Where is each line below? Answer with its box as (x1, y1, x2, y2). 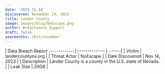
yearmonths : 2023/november (5, 35, 61, 40)
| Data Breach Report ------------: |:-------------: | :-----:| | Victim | (5, 48, 142, 54)
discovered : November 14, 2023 (5, 12, 69, 17)
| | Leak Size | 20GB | (5, 63, 48, 69)
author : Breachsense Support (5, 25, 65, 30)
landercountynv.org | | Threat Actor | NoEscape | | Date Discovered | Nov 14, (5, 53, 161, 59)
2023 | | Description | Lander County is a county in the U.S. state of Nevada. (5, 58, 160, 64)
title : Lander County (5, 16, 50, 21)
